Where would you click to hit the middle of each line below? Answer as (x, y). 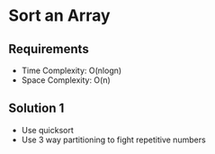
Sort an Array (59, 16)
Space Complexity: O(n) (66, 80)
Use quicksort (47, 130)
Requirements (49, 49)
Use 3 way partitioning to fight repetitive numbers (113, 140)
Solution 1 (36, 109)
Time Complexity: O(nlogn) (72, 70)
